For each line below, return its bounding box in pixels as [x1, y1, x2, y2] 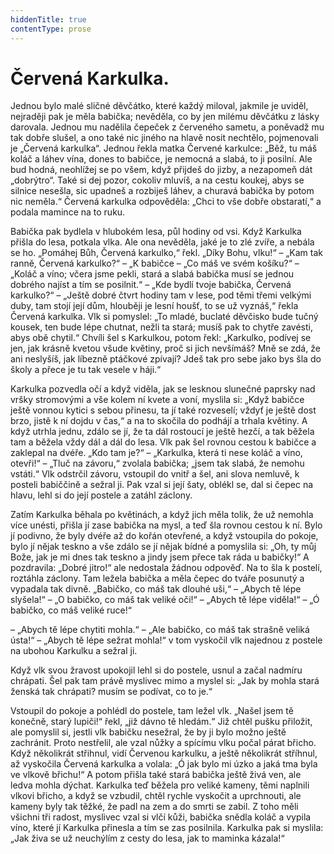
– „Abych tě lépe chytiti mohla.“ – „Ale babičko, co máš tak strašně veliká [10, 624, 310, 636]
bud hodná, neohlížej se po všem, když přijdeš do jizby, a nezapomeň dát [10, 164, 313, 176]
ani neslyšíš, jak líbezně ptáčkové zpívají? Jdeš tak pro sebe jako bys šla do [10, 353, 322, 365]
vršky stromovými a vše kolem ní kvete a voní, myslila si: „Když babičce [10, 394, 305, 406]
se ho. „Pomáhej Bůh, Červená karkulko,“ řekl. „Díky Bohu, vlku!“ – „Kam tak [10, 247, 323, 259]
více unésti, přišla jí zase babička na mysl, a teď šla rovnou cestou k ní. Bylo [10, 519, 323, 531]
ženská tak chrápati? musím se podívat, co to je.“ [10, 686, 213, 698]
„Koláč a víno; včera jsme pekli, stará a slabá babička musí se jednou [10, 268, 295, 280]
